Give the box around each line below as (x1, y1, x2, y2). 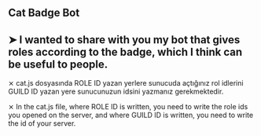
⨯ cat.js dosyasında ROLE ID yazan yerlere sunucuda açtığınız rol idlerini (8, 79, 244, 88)
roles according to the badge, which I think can (8, 45, 242, 58)
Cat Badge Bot (8, 6, 80, 20)
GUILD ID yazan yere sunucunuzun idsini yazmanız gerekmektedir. (8, 86, 224, 97)
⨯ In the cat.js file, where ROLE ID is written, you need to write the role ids (8, 102, 248, 112)
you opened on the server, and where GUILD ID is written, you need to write (8, 110, 254, 120)
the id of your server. (8, 119, 76, 128)
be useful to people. (8, 57, 108, 71)
